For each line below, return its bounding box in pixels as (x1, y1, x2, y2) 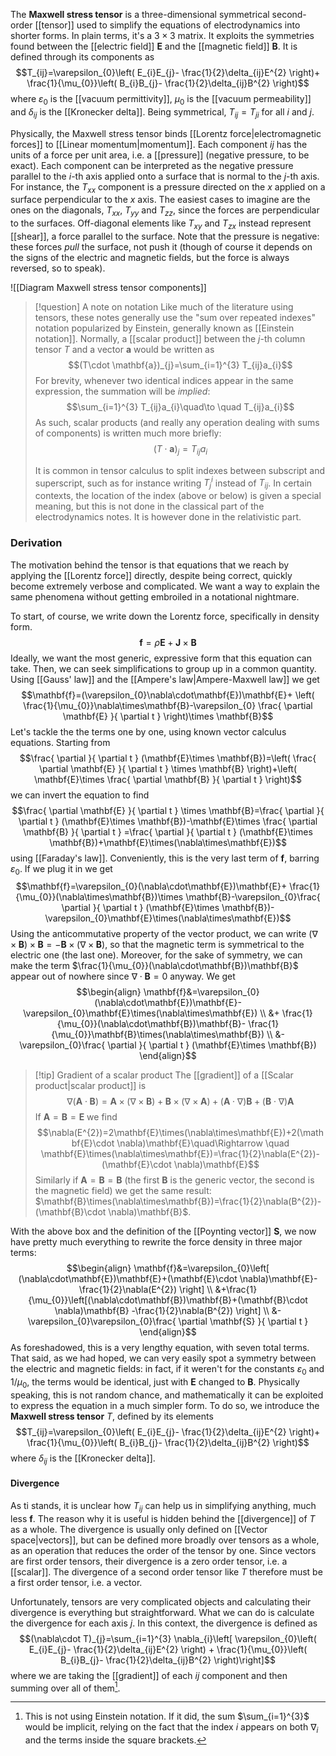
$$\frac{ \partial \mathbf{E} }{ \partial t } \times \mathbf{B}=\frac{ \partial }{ (11, 804, 325, 816)
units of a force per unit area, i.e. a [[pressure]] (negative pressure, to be (10, 149, 310, 161)
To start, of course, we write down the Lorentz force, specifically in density (10, 610, 320, 622)
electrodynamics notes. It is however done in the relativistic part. (34, 511, 302, 523)
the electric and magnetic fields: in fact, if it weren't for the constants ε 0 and (10, 1363, 325, 1378)
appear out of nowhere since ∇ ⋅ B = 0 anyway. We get (10, 970, 236, 983)
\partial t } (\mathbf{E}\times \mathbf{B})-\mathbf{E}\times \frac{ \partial (18, 815, 318, 827)
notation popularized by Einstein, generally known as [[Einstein (34, 322, 295, 334)
